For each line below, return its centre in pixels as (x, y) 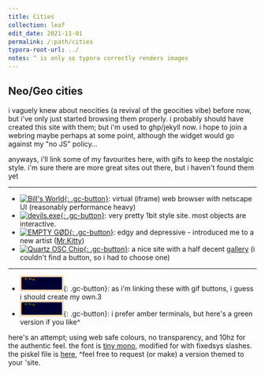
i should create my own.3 (61, 297)
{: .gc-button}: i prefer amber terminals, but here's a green (158, 313)
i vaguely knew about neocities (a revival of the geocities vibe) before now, (130, 110)
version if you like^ (50, 322)
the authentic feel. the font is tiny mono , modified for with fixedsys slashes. (130, 345)
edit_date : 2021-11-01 (45, 33)
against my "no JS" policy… (53, 144)
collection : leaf (37, 25)
